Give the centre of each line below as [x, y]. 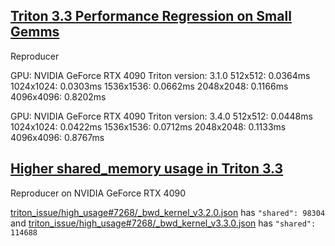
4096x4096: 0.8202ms [58, 96]
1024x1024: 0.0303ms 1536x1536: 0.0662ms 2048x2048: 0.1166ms [149, 86]
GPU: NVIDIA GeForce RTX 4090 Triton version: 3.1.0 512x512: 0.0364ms [160, 75]
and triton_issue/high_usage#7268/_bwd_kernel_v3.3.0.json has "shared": [163, 223]
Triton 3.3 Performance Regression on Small [151, 16]
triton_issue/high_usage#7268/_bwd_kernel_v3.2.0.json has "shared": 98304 [168, 212]
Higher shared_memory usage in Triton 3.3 [147, 169]
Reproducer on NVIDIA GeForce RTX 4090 [98, 193]
